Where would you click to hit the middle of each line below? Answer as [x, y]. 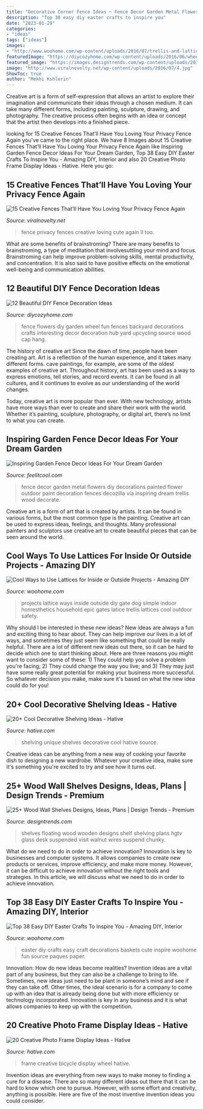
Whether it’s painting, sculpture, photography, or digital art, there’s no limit [98, 414]
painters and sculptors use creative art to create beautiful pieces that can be [101, 530]
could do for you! [28, 685]
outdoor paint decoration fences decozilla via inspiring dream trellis [105, 493]
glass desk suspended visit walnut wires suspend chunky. [93, 839]
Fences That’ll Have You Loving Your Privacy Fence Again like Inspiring [95, 147]
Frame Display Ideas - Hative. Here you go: [60, 166]
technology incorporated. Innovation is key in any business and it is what [97, 1000]
